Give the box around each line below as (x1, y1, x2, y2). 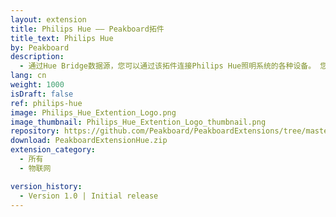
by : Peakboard (10, 42, 70, 53)
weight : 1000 (10, 80, 65, 90)
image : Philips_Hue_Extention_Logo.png (10, 107, 177, 118)
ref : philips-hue (10, 98, 83, 108)
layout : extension (10, 14, 87, 25)
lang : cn (10, 71, 47, 81)
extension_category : (10, 145, 97, 155)
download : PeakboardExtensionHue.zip (10, 136, 168, 146)
